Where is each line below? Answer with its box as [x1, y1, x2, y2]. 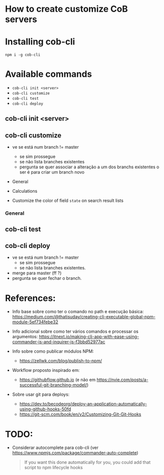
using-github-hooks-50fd [19, 406, 71, 412]
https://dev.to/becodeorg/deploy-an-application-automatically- [19, 401, 147, 407]
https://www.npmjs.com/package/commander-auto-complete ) [12, 450, 139, 456]
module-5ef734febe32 [12, 319, 59, 325]
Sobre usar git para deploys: [12, 391, 70, 397]
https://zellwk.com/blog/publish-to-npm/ [19, 358, 102, 364]
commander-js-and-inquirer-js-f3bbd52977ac [12, 339, 105, 345]
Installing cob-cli [5, 36, 75, 47]
